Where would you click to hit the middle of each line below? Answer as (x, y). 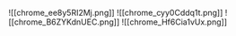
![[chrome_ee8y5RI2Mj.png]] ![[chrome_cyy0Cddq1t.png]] (116, 13)
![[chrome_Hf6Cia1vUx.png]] (175, 22)
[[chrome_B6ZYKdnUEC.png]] (64, 22)
